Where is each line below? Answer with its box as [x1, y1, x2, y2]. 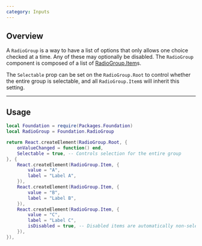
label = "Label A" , [28, 173, 77, 179]
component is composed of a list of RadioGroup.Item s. [6, 59, 141, 67]
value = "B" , [28, 190, 61, 196]
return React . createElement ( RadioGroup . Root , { [6, 139, 128, 145]
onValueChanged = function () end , [17, 145, 103, 151]
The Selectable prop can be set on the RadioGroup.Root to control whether [6, 71, 191, 79]
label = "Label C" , [28, 217, 77, 224]
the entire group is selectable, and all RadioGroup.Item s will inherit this [6, 77, 180, 85]
